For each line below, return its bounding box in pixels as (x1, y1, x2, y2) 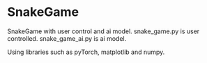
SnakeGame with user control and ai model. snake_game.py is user (7, 27, 200, 35)
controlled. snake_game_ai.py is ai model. (7, 34, 127, 42)
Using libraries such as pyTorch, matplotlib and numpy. (7, 48, 165, 56)
